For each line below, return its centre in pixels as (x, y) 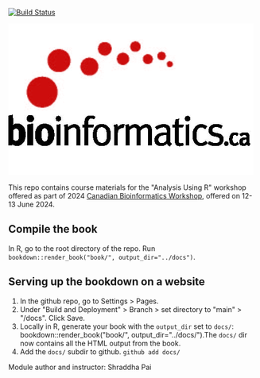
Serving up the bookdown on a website (107, 282)
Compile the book (53, 229)
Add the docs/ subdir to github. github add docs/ (100, 351)
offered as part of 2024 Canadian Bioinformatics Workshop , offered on (124, 196)
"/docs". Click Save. (52, 318)
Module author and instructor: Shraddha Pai (80, 367)
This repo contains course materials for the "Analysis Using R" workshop (127, 187)
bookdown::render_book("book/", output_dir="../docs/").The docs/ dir (134, 334)
